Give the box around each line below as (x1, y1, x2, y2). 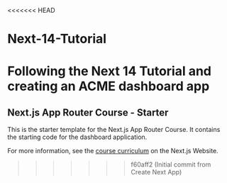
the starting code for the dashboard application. (7, 133, 148, 141)
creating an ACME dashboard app (7, 78, 210, 94)
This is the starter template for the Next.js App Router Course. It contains (7, 126, 221, 134)
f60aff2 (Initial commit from (131, 160, 211, 169)
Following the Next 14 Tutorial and (7, 63, 211, 79)
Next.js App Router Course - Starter (7, 106, 169, 118)
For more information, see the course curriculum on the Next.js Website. (7, 147, 218, 155)
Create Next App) (131, 168, 182, 177)
